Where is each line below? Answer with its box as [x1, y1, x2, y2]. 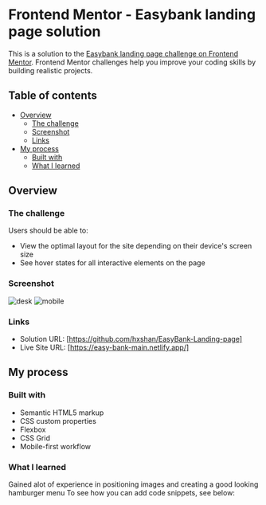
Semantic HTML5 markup [19, 408, 104, 417]
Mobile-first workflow [19, 441, 92, 451]
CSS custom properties [19, 416, 97, 425]
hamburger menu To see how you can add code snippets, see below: [8, 488, 235, 498]
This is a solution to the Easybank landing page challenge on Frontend [8, 49, 239, 58]
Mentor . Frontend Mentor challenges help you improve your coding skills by [8, 57, 256, 67]
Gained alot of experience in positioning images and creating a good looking [8, 480, 259, 489]
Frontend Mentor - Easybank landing [8, 6, 256, 24]
